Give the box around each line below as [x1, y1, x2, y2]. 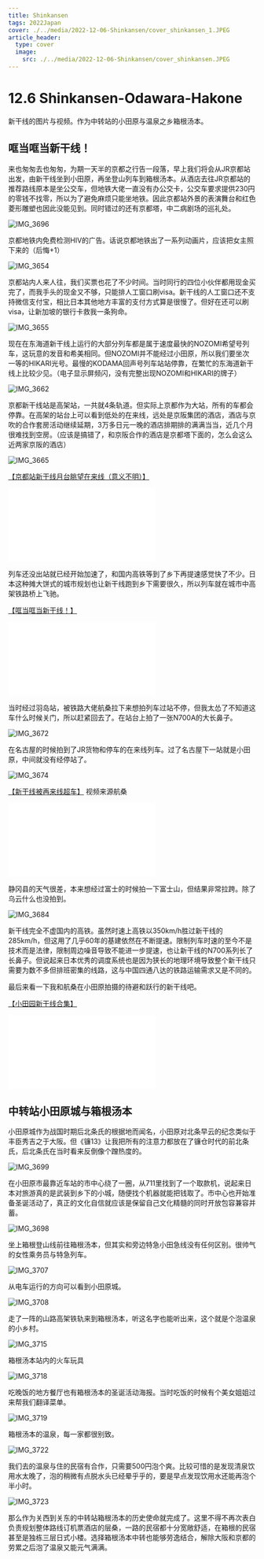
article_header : [8, 33, 61, 42]
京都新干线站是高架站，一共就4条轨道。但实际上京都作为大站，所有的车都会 [8, 400, 254, 409]
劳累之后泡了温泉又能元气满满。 [8, 1542, 112, 1552]
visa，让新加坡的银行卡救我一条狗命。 [8, 306, 132, 316]
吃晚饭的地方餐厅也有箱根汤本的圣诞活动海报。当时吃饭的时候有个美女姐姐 [8, 1387, 249, 1398]
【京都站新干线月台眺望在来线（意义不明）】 [8, 472, 149, 481]
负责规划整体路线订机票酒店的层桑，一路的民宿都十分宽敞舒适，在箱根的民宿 [8, 1523, 256, 1532]
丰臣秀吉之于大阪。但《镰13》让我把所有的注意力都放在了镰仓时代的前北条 [8, 1137, 250, 1146]
